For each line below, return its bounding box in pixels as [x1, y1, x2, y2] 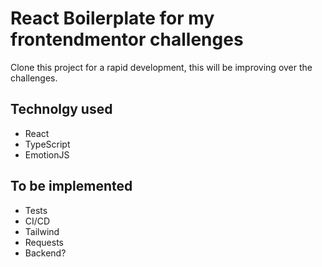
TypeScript [24, 138, 71, 150]
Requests [24, 236, 64, 248]
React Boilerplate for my [10, 7, 215, 30]
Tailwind [24, 225, 60, 237]
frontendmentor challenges [10, 28, 244, 51]
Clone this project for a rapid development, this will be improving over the [10, 61, 313, 73]
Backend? [24, 247, 67, 259]
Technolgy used [10, 101, 113, 118]
